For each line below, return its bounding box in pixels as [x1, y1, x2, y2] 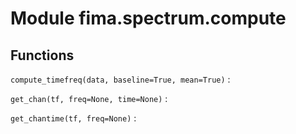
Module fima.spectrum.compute [10, 7, 287, 30]
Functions [10, 47, 75, 64]
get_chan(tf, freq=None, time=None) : [10, 93, 168, 104]
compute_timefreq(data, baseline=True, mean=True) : [10, 73, 231, 85]
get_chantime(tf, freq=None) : [10, 112, 137, 124]
